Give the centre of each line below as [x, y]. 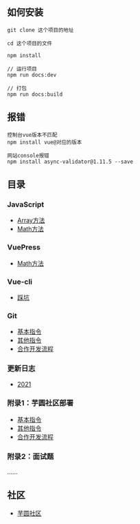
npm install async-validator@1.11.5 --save [70, 162]
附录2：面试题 [31, 456]
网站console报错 [28, 155]
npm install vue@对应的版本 [45, 142]
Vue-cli [20, 282]
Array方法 [31, 220]
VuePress [24, 247]
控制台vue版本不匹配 [32, 135]
